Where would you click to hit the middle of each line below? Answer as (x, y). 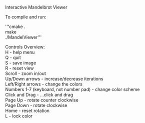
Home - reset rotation (27, 110)
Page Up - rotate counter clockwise (42, 100)
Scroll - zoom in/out (25, 73)
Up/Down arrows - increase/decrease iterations (54, 79)
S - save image (21, 63)
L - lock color (19, 116)
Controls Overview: (25, 47)
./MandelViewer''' (23, 37)
